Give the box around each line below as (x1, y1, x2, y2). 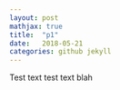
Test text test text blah (9, 72, 94, 83)
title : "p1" (9, 30, 59, 39)
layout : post (9, 13, 59, 23)
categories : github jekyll (9, 47, 112, 56)
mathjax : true (9, 22, 64, 31)
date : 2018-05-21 (9, 38, 84, 48)
